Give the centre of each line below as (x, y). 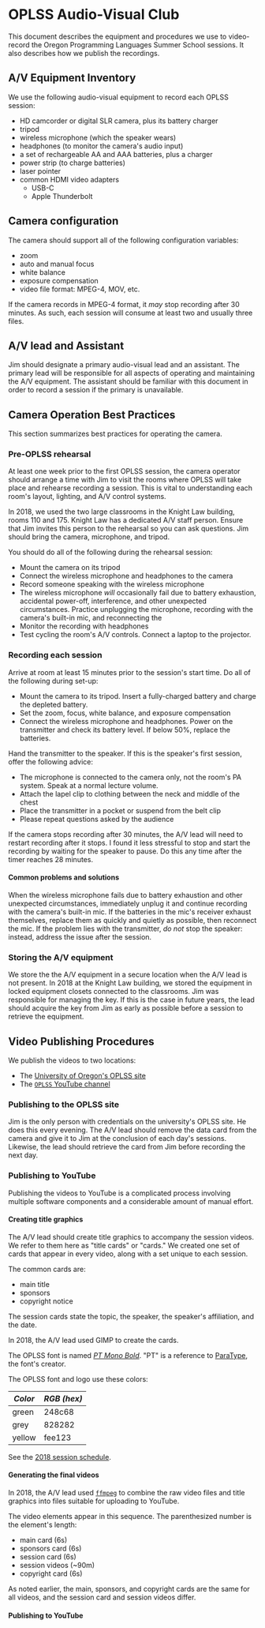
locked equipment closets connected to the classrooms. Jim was (114, 992)
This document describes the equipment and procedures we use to (118, 36)
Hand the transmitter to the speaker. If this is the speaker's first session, (125, 753)
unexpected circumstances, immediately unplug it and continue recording (128, 903)
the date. (23, 1325)
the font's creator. (37, 1364)
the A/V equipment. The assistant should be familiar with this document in (128, 381)
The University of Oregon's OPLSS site (82, 1076)
